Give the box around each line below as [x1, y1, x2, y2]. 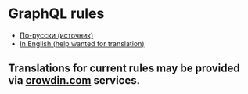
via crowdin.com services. [8, 74, 141, 87]
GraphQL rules [8, 5, 105, 23]
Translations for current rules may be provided [8, 62, 240, 75]
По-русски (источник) [19, 31, 94, 40]
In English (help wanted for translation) [19, 38, 145, 48]
